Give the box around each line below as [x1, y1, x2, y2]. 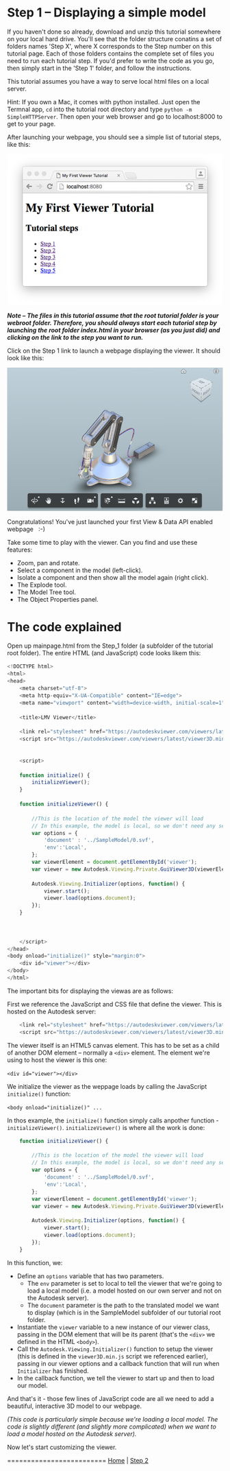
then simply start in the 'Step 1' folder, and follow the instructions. [7, 64, 192, 72]
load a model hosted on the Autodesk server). [7, 1429, 137, 1438]
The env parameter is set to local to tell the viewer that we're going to [27, 1279, 222, 1287]
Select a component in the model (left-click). [16, 566, 143, 574]
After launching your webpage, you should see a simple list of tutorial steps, [7, 132, 222, 141]
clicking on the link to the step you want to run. [7, 333, 144, 342]
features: [7, 545, 33, 554]
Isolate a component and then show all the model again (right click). [16, 573, 209, 581]
